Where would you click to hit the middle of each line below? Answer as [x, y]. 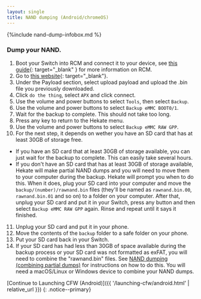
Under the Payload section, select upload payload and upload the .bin [101, 82]
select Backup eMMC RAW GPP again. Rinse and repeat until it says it [96, 208]
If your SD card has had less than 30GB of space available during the [100, 246]
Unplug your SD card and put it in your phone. [72, 226]
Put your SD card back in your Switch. [62, 239]
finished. [26, 215]
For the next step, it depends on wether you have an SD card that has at [104, 133]
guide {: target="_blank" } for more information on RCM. [84, 69]
